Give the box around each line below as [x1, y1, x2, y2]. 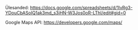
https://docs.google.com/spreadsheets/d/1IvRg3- [30, 5, 133, 10]
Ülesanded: [5, 5, 29, 10]
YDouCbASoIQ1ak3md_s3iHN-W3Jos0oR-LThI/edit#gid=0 [5, 10, 126, 16]
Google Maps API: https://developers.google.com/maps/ [5, 20, 122, 25]
